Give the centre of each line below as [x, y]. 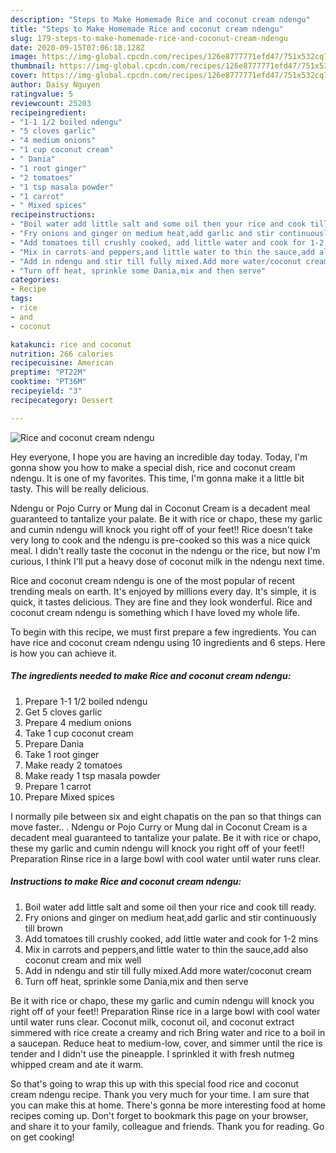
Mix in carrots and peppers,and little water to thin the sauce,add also [166, 949]
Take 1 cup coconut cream [79, 733]
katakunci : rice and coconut [71, 344]
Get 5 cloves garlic [63, 712]
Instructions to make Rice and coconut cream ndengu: [126, 882]
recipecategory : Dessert [62, 400]
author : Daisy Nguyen [55, 85]
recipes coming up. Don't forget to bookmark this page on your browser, [159, 1115]
